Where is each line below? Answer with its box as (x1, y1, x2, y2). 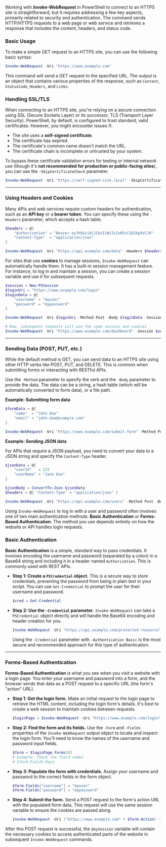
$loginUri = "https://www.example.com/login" (5, 287, 100, 292)
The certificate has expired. (12, 138, 69, 143)
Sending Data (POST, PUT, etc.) (5, 345, 83, 352)
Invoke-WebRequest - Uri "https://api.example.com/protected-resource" (12, 628, 161, 633)
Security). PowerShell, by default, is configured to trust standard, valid (5, 118, 148, 124)
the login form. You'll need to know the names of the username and (12, 735, 150, 741)
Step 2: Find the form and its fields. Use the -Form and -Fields (12, 724, 141, 730)
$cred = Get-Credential (12, 598, 62, 603)
